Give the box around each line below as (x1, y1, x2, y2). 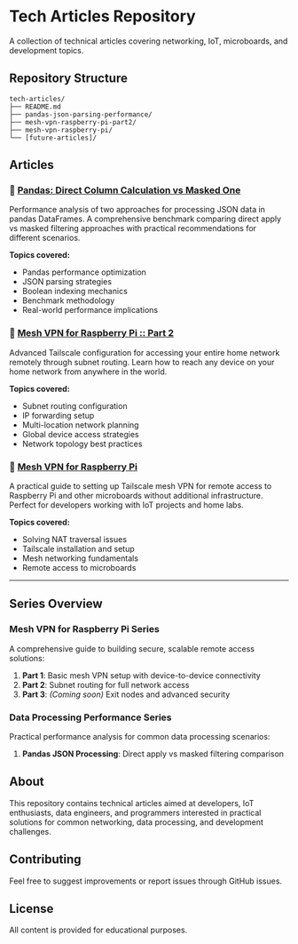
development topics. (9, 44, 84, 55)
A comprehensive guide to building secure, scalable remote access (9, 643, 255, 654)
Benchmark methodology (21, 295, 115, 306)
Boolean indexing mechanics (21, 286, 129, 297)
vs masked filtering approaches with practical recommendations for (9, 223, 257, 234)
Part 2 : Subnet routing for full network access (21, 679, 190, 690)
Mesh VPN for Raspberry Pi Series (9, 623, 160, 636)
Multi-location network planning (21, 420, 139, 430)
